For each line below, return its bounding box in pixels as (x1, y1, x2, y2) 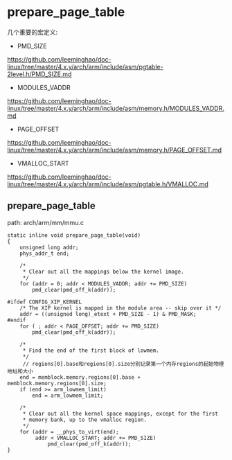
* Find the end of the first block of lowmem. (22, 347, 159, 354)
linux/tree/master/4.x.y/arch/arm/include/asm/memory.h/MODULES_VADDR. (7, 104, 225, 112)
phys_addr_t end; (19, 250, 70, 257)
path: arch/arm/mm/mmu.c (7, 218, 84, 227)
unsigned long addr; (19, 244, 79, 251)
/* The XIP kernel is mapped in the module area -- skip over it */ (19, 304, 222, 312)
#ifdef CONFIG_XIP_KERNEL (7, 299, 82, 306)
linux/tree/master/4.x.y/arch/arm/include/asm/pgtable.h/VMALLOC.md (7, 179, 209, 188)
